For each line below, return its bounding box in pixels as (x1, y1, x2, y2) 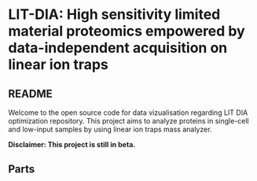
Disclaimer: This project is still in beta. (8, 140, 136, 149)
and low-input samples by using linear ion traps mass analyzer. (8, 124, 212, 134)
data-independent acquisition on (8, 39, 228, 57)
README (8, 87, 53, 100)
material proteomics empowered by (8, 22, 245, 40)
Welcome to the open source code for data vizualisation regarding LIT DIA (8, 108, 248, 117)
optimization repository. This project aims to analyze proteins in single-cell (8, 116, 249, 125)
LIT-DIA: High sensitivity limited (8, 6, 221, 24)
